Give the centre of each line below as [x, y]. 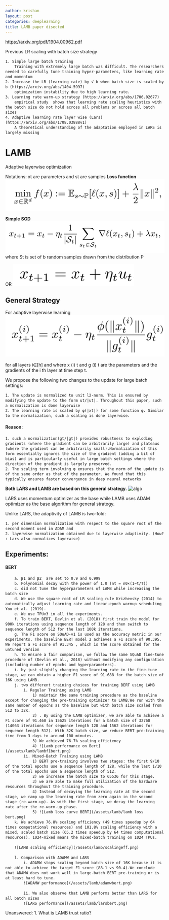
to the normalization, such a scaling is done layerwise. [68, 416]
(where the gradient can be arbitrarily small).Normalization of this [81, 449]
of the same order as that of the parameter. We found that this [75, 474]
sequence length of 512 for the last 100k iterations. [64, 630]
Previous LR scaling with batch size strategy [51, 52]
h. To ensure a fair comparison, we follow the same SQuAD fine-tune [89, 655]
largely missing [22, 133]
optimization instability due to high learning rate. [72, 92]
